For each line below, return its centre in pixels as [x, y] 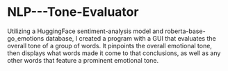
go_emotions [26, 38]
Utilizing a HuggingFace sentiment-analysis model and [85, 31]
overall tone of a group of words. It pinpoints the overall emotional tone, [109, 45]
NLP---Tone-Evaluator [73, 12]
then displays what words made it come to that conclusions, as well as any [114, 53]
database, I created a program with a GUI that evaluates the [131, 38]
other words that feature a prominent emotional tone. [83, 60]
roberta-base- [185, 31]
